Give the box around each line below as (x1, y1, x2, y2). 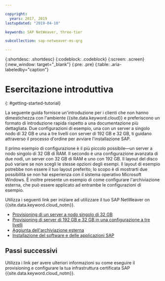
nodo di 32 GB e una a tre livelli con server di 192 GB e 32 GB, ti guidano (5, 131, 152, 137)
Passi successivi (5, 247, 58, 255)
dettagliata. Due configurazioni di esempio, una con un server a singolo (5, 125, 150, 131)
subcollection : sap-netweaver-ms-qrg (5, 38, 83, 43)
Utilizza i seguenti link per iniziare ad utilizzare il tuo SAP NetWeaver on (5, 197, 150, 203)
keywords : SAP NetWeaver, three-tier (5, 30, 83, 34)
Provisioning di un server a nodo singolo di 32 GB (12, 212, 113, 218)
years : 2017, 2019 (9, 16, 48, 21)
